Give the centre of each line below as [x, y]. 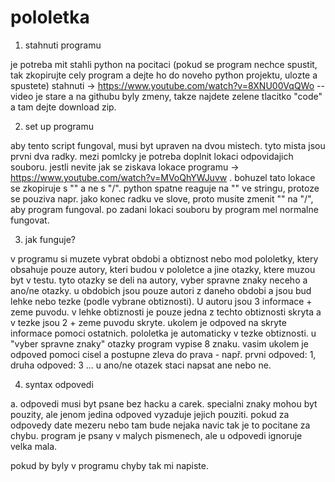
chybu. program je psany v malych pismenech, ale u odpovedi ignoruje [156, 435]
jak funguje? [50, 239]
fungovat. [30, 220]
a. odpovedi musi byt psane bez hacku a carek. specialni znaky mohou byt [164, 403]
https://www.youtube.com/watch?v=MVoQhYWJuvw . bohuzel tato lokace [163, 177]
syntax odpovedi [59, 384]
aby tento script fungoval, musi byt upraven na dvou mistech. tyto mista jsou [168, 145]
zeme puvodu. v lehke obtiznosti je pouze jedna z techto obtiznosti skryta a [166, 312]
